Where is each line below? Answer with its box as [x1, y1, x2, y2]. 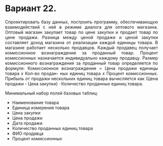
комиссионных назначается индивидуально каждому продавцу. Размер [5, 55, 158, 61]
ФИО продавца [12, 130, 44, 136]
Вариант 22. [5, 3, 57, 14]
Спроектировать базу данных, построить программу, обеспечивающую [5, 19, 158, 25]
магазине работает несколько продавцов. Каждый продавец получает [5, 45, 158, 50]
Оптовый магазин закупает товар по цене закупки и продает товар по [5, 29, 158, 35]
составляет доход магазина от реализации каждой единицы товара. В [5, 39, 158, 45]
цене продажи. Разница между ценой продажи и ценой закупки [5, 34, 158, 40]
